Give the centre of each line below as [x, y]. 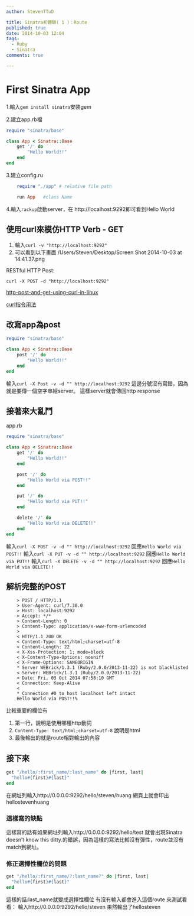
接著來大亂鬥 [29, 411]
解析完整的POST [36, 587]
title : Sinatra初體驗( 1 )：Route [47, 22]
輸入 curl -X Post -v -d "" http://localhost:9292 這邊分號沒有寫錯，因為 [97, 383]
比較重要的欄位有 [27, 710]
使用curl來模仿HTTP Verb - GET [65, 230]
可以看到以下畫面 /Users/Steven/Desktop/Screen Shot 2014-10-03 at [98, 252]
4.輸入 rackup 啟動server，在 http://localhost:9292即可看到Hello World [91, 209]
